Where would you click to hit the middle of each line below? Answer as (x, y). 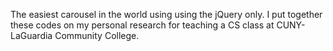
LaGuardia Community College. (75, 35)
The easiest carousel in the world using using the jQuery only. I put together (166, 14)
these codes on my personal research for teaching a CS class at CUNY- (158, 25)
